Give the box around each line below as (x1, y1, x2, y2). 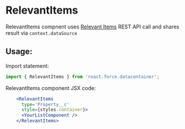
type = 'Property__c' (21, 101, 69, 107)
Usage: (5, 47, 33, 57)
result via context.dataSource (5, 29, 78, 36)
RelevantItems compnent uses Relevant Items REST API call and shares (5, 23, 180, 30)
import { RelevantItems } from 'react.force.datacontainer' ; (5, 73, 160, 80)
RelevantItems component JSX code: (5, 84, 96, 92)
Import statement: (5, 62, 49, 69)
